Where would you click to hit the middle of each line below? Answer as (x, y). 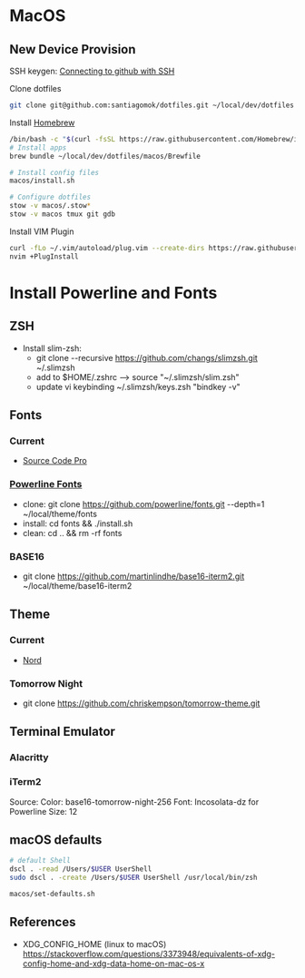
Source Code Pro (55, 461)
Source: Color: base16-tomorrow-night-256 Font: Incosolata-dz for (134, 802)
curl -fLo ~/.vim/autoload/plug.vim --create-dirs (107, 248)
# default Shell (40, 861)
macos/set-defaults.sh (52, 894)
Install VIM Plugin (42, 231)
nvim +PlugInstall (44, 256)
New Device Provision (73, 49)
